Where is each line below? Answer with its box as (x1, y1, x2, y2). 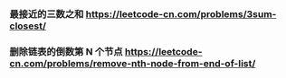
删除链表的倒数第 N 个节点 (9, 45, 124, 57)
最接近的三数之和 (9, 7, 84, 20)
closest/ (9, 20, 47, 32)
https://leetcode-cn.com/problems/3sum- (85, 7, 277, 20)
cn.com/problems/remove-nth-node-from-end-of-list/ (9, 56, 256, 69)
